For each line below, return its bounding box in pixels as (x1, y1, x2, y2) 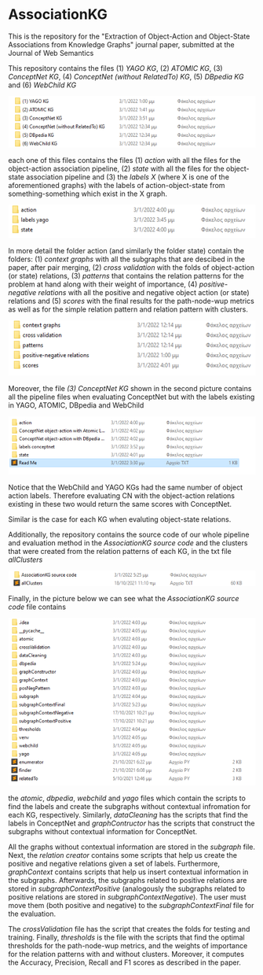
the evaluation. (8, 909, 57, 918)
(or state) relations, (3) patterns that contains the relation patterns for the (8, 271, 245, 281)
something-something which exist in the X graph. (8, 189, 167, 198)
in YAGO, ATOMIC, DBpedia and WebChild (8, 400, 144, 410)
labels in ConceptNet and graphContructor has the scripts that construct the (8, 818, 255, 828)
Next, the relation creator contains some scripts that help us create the (8, 851, 238, 860)
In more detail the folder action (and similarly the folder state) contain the (8, 246, 245, 256)
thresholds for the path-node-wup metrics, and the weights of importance (8, 941, 248, 951)
